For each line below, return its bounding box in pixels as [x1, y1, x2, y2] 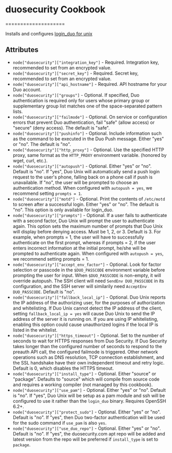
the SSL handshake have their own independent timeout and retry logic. [12, 359, 165, 366]
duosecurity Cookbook [5, 4, 106, 15]
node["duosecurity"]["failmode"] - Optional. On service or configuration [12, 114, 167, 120]
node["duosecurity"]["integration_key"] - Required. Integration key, [12, 59, 159, 65]
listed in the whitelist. [12, 327, 58, 333]
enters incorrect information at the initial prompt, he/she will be [12, 245, 146, 251]
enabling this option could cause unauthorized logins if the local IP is [12, 321, 158, 328]
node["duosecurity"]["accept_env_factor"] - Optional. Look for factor [12, 261, 162, 267]
